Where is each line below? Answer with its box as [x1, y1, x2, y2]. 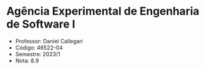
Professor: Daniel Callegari [15, 37, 83, 45]
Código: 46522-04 [15, 44, 63, 51]
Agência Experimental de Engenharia [6, 4, 199, 18]
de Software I [6, 17, 75, 31]
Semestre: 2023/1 [15, 50, 60, 57]
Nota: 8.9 [15, 57, 39, 64]
